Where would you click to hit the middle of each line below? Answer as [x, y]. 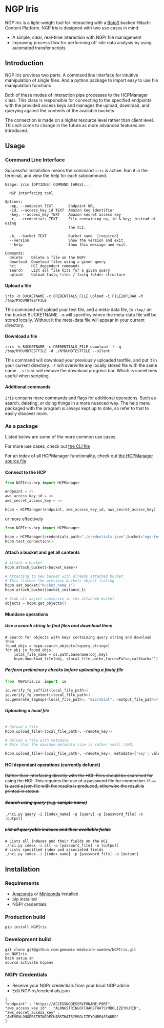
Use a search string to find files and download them [59, 625]
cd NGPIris [16, 954]
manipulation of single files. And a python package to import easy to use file [82, 80]
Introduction [24, 63]
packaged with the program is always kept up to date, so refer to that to [77, 409]
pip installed [24, 899]
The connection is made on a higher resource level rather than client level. [80, 120]
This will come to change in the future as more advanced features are [75, 125]
